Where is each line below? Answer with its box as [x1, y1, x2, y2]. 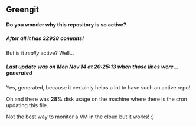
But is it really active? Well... [6, 49, 74, 57]
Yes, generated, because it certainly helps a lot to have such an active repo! [6, 84, 191, 91]
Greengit [6, 5, 40, 15]
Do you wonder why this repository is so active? [6, 21, 127, 28]
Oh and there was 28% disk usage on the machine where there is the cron [6, 95, 187, 102]
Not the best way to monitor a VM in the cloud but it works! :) [6, 113, 155, 120]
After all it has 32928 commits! [6, 35, 84, 42]
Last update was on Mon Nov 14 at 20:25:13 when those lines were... [6, 63, 179, 70]
